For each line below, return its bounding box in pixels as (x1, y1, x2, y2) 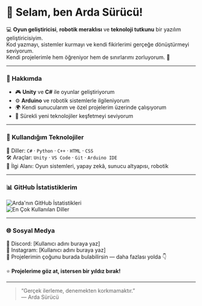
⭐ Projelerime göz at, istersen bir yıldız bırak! (6, 267, 121, 275)
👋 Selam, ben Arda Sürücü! (6, 5, 143, 19)
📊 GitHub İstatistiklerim (6, 183, 78, 192)
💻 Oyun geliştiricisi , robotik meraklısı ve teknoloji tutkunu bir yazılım (6, 25, 182, 33)
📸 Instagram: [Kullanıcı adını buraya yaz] (6, 246, 106, 254)
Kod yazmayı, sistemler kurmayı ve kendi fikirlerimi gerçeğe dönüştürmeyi (6, 40, 189, 48)
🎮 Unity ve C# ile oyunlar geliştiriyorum (14, 89, 115, 96)
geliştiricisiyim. (6, 34, 43, 42)
